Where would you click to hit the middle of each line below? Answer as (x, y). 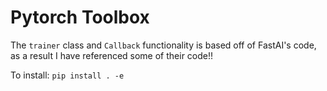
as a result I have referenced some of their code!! (112, 55)
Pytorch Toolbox (80, 17)
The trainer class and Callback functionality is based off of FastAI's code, (163, 45)
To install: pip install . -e (67, 75)
